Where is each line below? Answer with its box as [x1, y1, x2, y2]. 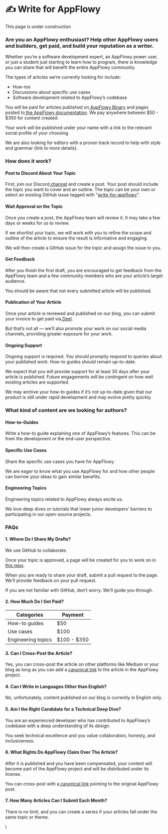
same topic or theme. [5, 814, 49, 820]
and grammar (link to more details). [5, 145, 78, 151]
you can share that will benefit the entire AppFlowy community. [5, 64, 136, 70]
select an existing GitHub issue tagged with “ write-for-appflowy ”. [5, 192, 140, 198]
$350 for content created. [5, 115, 59, 121]
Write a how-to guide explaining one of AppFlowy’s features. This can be [5, 430, 156, 436]
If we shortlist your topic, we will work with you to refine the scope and [5, 229, 151, 235]
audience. [5, 278, 26, 284]
